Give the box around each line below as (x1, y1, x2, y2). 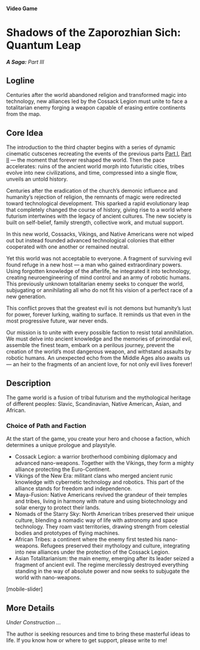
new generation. (6, 293, 47, 300)
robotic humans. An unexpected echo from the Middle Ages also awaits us (6, 354, 190, 362)
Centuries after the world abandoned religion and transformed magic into (6, 92, 187, 99)
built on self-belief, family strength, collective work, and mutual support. (6, 219, 184, 226)
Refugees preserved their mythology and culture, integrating (40, 542, 190, 549)
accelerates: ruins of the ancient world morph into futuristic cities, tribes (6, 163, 184, 170)
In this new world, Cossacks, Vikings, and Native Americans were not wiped (6, 230, 193, 238)
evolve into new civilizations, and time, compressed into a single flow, (6, 169, 178, 177)
